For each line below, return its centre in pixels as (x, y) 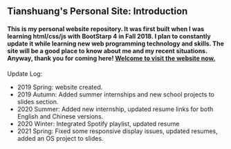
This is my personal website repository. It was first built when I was (106, 29)
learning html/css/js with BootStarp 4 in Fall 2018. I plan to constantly (109, 36)
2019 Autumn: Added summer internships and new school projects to (115, 94)
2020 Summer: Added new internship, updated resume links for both (115, 109)
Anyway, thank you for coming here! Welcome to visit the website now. (111, 58)
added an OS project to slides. (60, 138)
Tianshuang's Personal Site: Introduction (98, 11)
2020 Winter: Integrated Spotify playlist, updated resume (98, 123)
